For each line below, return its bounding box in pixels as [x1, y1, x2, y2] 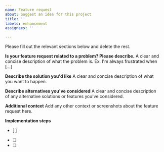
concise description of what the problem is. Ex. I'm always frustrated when [5, 58, 158, 64]
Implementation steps [5, 118, 51, 124]
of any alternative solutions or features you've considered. [5, 94, 124, 100]
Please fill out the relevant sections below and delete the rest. [5, 44, 131, 50]
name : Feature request [5, 7, 52, 12]
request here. [5, 108, 33, 114]
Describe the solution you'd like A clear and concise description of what [5, 73, 154, 79]
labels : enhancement [5, 21, 48, 26]
